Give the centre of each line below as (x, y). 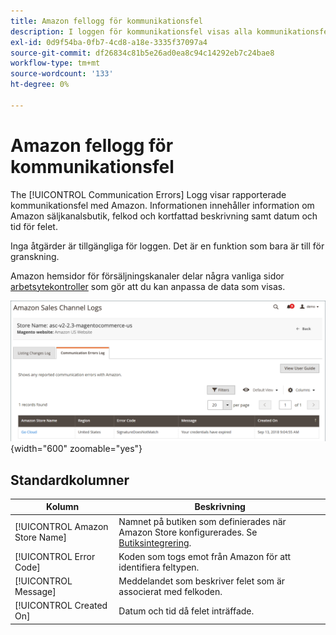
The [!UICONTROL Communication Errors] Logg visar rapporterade (148, 194)
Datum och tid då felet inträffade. (186, 611)
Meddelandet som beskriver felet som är (202, 581)
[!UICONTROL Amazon (61, 527)
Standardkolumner (70, 480)
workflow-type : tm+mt (55, 63)
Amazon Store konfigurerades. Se (188, 532)
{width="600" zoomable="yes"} (76, 449)
